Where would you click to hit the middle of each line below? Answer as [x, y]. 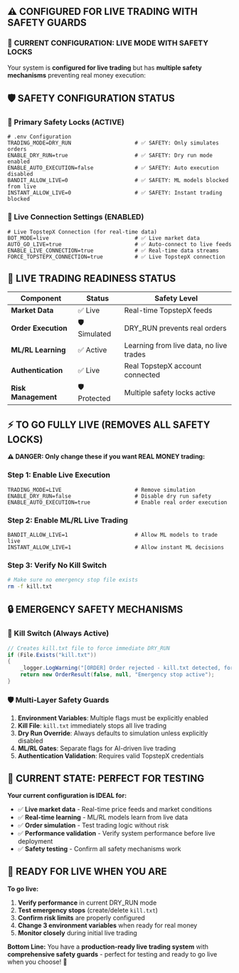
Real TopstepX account [163, 366]
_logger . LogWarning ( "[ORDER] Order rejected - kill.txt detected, [121, 668]
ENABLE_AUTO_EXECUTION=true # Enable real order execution [117, 502]
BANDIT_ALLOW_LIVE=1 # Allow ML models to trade [113, 535]
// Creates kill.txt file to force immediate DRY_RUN [89, 648]
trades [135, 354]
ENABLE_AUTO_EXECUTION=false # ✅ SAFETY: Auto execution [113, 168]
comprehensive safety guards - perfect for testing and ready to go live [112, 954]
